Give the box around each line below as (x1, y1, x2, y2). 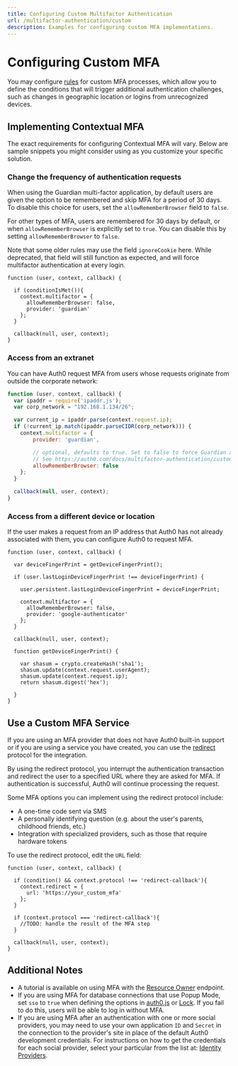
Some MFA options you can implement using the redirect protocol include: (7, 793, 224, 802)
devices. (7, 100, 33, 108)
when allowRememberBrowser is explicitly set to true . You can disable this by (7, 225, 227, 233)
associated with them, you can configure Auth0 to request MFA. (7, 535, 193, 544)
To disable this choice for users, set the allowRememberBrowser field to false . (7, 203, 229, 212)
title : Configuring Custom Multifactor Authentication (7, 10, 173, 18)
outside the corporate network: (7, 376, 98, 385)
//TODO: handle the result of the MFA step (20, 921, 151, 928)
